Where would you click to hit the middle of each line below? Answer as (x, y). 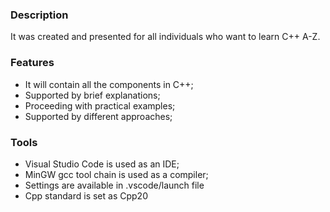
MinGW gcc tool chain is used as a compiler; (116, 174)
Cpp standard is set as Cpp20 (86, 195)
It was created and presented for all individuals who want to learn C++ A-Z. (165, 37)
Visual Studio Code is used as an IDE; (102, 164)
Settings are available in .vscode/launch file (114, 185)
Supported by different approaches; (98, 116)
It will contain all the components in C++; (109, 84)
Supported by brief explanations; (92, 95)
